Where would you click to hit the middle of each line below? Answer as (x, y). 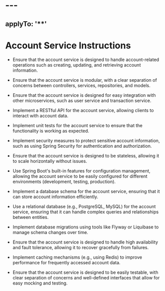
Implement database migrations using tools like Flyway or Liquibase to (86, 227)
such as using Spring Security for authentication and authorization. (82, 146)
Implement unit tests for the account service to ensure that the (77, 125)
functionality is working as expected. (51, 131)
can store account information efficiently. (55, 197)
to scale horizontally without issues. (50, 161)
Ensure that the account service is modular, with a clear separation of (85, 80)
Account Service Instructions (68, 45)
